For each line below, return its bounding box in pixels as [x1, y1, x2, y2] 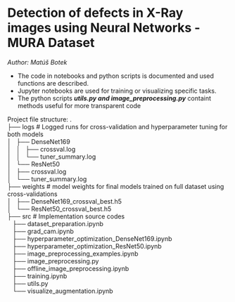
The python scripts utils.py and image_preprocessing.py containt [17, 93, 211, 103]
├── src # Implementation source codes [7, 212, 125, 221]
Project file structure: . [7, 114, 72, 124]
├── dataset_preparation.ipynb [12, 219, 103, 228]
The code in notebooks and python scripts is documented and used [17, 72, 215, 80]
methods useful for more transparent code [17, 101, 141, 110]
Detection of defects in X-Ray [7, 5, 184, 21]
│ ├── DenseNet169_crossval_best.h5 [7, 197, 122, 205]
